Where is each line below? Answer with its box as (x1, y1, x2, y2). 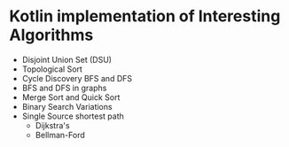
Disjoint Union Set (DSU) (21, 54, 113, 65)
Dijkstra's (35, 120, 70, 130)
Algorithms (9, 25, 94, 45)
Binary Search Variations (21, 101, 113, 112)
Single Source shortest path (21, 111, 124, 121)
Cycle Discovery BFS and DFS (21, 73, 133, 83)
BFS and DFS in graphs (21, 82, 107, 93)
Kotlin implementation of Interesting (9, 6, 281, 27)
